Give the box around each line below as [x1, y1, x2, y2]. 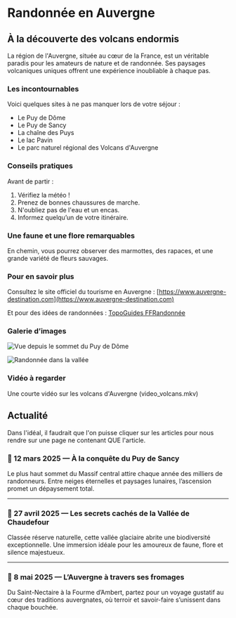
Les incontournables [7, 84, 79, 94]
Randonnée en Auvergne [7, 5, 156, 21]
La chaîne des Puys [17, 129, 74, 137]
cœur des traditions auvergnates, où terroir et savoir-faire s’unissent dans [7, 596, 221, 604]
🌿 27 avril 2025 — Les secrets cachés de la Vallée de [7, 508, 190, 518]
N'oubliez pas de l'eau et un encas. [17, 205, 120, 214]
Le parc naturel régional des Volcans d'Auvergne [17, 143, 159, 152]
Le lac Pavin [17, 136, 53, 145]
